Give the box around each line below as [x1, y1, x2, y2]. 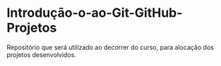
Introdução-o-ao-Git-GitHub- [6, 5, 183, 21]
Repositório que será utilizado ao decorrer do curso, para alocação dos [6, 43, 215, 51]
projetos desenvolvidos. [6, 51, 77, 59]
